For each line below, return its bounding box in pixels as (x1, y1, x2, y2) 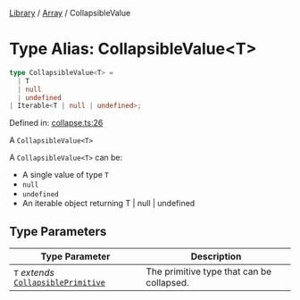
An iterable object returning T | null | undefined (21, 198, 196, 209)
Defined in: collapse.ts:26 (9, 118, 104, 129)
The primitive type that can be (146, 265, 272, 278)
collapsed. (146, 277, 189, 289)
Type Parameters (9, 223, 107, 239)
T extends (13, 267, 55, 279)
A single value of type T (21, 170, 110, 180)
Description (190, 250, 242, 262)
